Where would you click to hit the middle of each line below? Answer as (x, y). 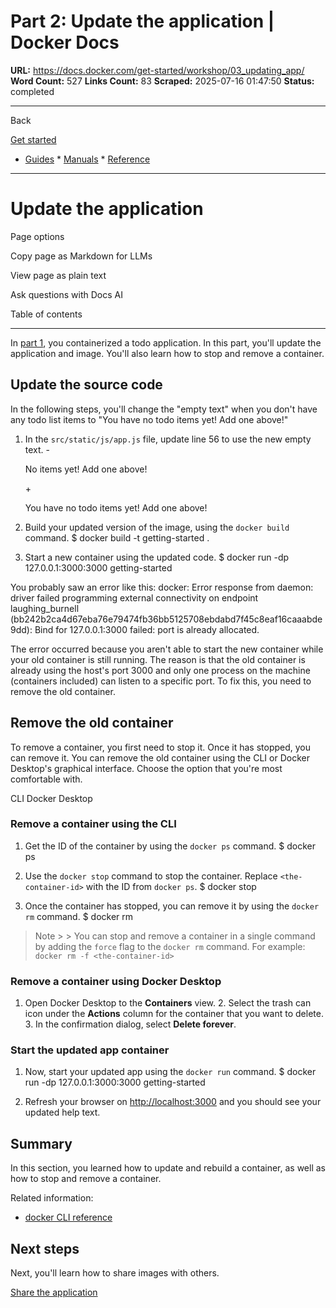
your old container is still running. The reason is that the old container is (158, 659)
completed (32, 91)
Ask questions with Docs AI (66, 294)
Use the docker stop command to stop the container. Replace (151, 876)
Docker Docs (65, 42)
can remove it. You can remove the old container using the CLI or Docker (160, 757)
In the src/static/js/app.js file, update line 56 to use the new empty (168, 439)
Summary (41, 1143)
